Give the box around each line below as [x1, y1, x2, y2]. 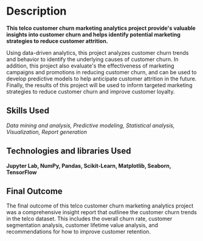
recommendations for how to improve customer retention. [6, 228, 151, 236]
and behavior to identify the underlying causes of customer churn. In [6, 55, 179, 63]
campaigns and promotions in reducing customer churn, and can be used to [6, 68, 197, 75]
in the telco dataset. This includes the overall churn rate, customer [6, 215, 173, 223]
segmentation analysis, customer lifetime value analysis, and [6, 222, 159, 229]
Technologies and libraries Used [6, 146, 132, 156]
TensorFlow [6, 169, 37, 176]
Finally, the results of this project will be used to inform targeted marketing [6, 81, 193, 89]
